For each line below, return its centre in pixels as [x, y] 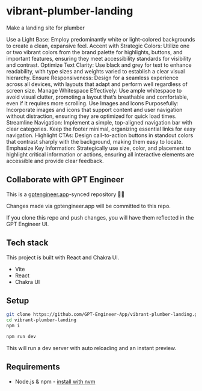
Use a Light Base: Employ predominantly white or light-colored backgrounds [101, 39]
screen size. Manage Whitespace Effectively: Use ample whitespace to [94, 90]
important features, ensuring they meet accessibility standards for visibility [99, 58]
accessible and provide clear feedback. [55, 161]
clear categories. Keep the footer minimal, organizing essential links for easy [101, 129]
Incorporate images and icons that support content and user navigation [94, 109]
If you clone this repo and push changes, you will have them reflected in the [100, 217]
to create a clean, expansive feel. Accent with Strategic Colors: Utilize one [98, 46]
